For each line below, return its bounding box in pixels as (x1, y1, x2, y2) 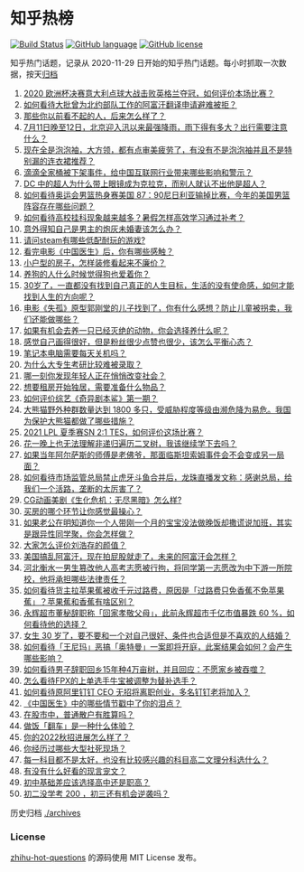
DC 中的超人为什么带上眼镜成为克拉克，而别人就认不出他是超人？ (23, 178, 267, 189)
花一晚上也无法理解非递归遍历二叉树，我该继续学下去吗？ (23, 437, 237, 448)
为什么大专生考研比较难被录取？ (23, 359, 143, 370)
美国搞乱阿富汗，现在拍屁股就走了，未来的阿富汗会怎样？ (23, 550, 237, 561)
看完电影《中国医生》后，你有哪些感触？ (23, 246, 174, 257)
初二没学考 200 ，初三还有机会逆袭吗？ (23, 788, 170, 799)
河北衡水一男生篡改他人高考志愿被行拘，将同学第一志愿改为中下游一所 (23, 562, 285, 573)
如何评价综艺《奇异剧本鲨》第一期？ (23, 392, 159, 403)
